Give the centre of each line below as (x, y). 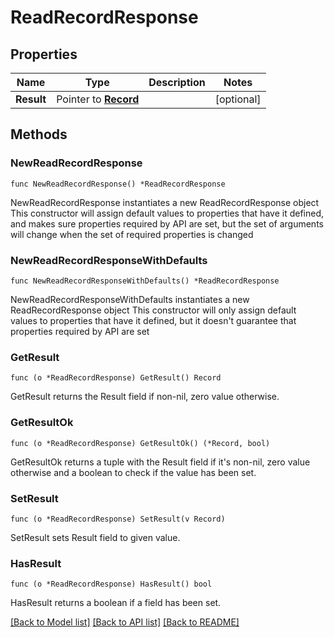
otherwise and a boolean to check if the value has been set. (133, 472)
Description (177, 82)
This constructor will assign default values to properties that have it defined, (167, 213)
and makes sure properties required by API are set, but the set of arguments (167, 223)
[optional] (238, 99)
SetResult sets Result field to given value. (95, 537)
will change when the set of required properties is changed (132, 234)
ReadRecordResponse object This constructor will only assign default (153, 310)
